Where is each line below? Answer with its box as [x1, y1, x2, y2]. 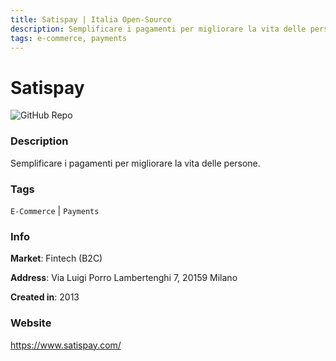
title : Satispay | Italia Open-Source [10, 14, 172, 25]
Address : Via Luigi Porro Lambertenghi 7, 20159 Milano [10, 272, 238, 284]
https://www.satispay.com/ [10, 339, 122, 351]
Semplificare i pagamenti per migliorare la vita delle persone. [10, 157, 261, 169]
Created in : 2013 [10, 291, 80, 303]
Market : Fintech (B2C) [10, 252, 103, 265]
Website [10, 316, 52, 330]
